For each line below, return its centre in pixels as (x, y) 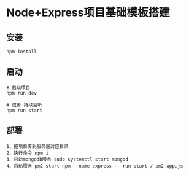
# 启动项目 (18, 87)
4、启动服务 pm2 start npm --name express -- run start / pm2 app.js (95, 166)
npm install (21, 52)
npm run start (25, 110)
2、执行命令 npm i (28, 153)
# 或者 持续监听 (24, 105)
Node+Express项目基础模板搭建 (88, 13)
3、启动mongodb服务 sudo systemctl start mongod (67, 159)
